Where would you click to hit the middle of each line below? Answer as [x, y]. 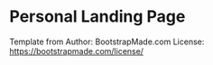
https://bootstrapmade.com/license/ [77, 51]
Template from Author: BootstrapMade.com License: [107, 42]
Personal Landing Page [97, 17]
